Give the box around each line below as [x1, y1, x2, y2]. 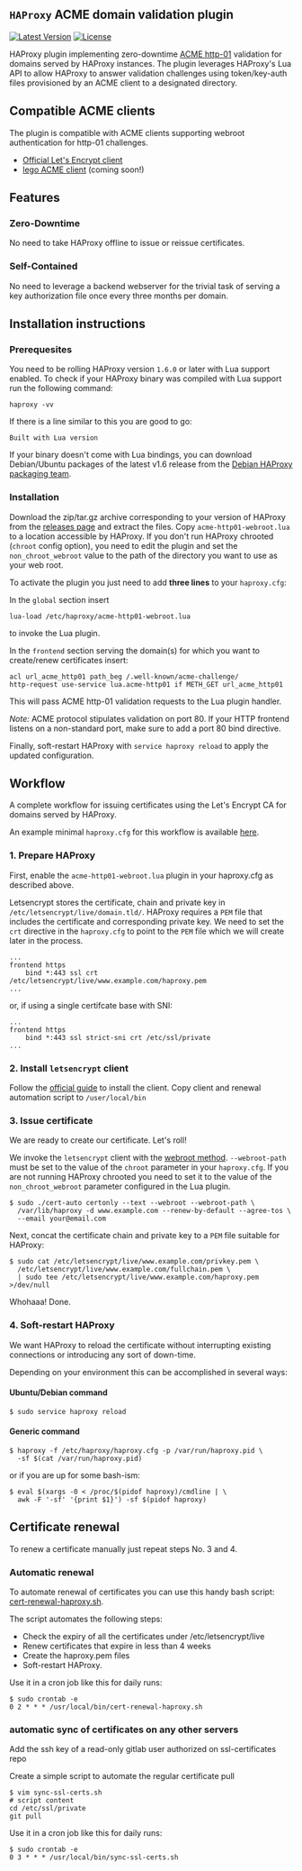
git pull [9, 1812, 42, 1821]
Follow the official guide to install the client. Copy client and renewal [9, 1082, 262, 1093]
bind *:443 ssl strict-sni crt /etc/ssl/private [25, 1033, 211, 1042]
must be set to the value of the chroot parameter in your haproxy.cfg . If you [9, 1162, 289, 1173]
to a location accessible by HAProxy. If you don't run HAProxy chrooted [9, 531, 274, 542]
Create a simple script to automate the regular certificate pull [9, 1771, 235, 1782]
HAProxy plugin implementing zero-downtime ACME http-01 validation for [9, 49, 282, 59]
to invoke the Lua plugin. [9, 627, 101, 638]
